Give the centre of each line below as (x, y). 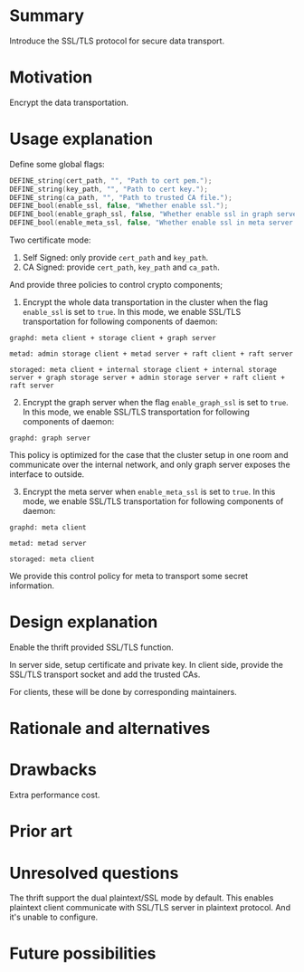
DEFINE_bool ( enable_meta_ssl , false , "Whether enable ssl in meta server (152, 223)
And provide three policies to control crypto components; (116, 285)
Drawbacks (53, 770)
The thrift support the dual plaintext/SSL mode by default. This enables (142, 898)
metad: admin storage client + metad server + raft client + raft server (152, 354)
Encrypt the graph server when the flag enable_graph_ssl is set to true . (156, 403)
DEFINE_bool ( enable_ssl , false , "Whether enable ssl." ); (119, 206)
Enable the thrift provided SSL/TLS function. (91, 647)
